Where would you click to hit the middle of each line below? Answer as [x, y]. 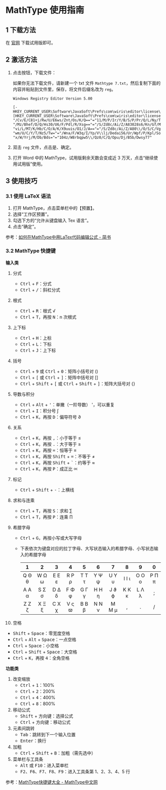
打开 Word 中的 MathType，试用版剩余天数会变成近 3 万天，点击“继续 [83, 158]
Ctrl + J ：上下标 [38, 350]
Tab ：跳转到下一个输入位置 [48, 734]
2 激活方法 [21, 60]
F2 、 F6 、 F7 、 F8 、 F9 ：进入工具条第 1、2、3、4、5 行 [75, 771]
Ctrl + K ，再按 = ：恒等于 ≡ [48, 450]
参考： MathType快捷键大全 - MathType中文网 [52, 782]
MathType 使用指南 [45, 10]
